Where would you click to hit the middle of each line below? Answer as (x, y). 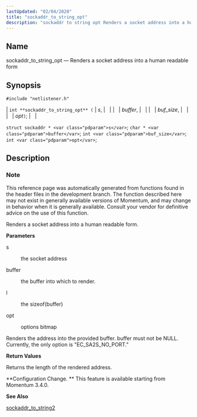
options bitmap (39, 326)
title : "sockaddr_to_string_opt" (47, 17)
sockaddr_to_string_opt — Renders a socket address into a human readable (97, 61)
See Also (17, 396)
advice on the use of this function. (47, 213)
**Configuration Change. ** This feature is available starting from (86, 378)
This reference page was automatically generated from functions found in (95, 188)
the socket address (44, 258)
